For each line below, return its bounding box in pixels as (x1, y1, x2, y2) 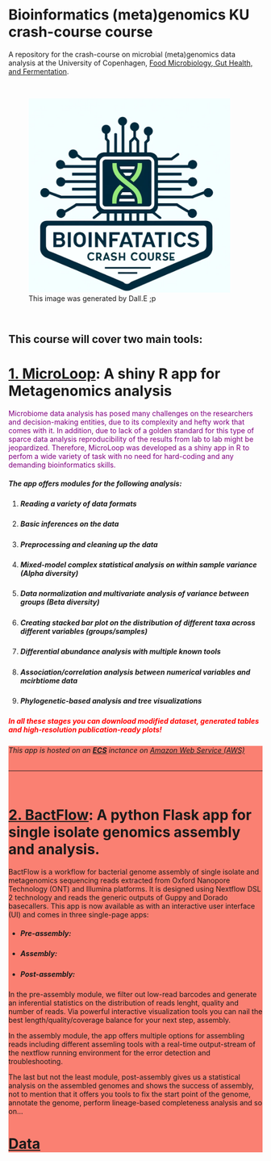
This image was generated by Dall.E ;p (28, 293, 156, 303)
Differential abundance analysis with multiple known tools (19, 647, 222, 657)
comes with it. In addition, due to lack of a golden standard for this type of (8, 425, 254, 435)
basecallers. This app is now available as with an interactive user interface (8, 901, 256, 911)
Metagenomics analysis (8, 382, 172, 400)
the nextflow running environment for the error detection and (8, 1047, 211, 1058)
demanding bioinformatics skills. (8, 460, 116, 470)
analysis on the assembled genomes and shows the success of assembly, (8, 1080, 254, 1090)
